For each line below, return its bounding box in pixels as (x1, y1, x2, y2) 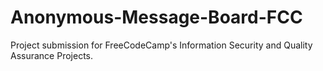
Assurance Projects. (10, 49, 94, 61)
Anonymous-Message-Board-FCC (10, 6, 303, 29)
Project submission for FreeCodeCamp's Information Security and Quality (10, 39, 313, 51)
